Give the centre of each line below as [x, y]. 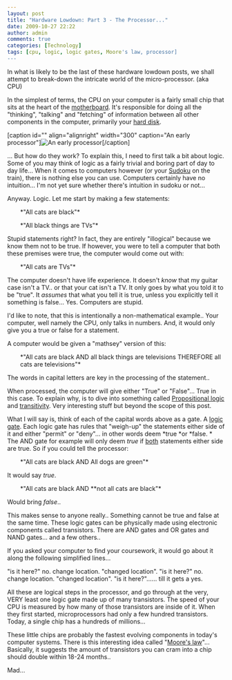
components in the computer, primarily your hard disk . [84, 122]
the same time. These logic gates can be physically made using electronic [112, 523]
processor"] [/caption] [69, 142]
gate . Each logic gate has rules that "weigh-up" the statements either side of [116, 426]
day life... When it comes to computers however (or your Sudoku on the [109, 171]
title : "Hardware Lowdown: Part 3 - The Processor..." [88, 20]
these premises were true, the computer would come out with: [96, 253]
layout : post [26, 13]
